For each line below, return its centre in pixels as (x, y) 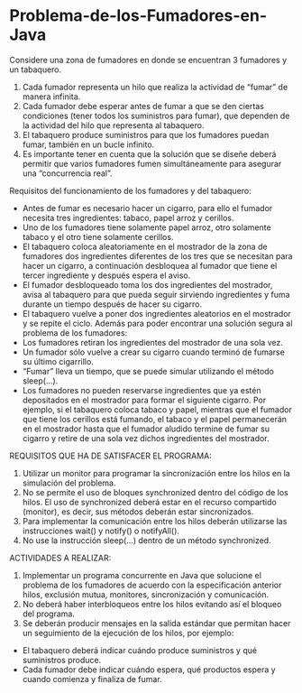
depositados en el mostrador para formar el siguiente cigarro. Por (144, 400)
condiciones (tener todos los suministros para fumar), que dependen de (156, 115)
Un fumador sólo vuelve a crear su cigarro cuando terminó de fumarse (154, 352)
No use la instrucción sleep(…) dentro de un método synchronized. (147, 540)
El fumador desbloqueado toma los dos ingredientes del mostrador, (147, 284)
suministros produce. (62, 660)
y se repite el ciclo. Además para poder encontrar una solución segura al (157, 323)
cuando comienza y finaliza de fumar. (92, 679)
